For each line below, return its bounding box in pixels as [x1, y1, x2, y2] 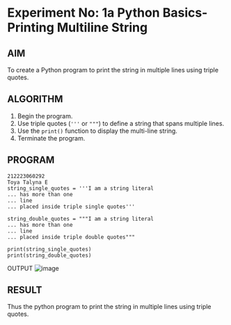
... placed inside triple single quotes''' [7, 203, 136, 210]
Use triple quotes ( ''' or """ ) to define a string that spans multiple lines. [17, 119, 225, 127]
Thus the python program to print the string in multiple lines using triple [7, 303, 212, 311]
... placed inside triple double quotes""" [7, 233, 136, 241]
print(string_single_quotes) [7, 246, 92, 253]
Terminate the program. [17, 134, 86, 142]
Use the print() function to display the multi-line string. [17, 127, 177, 135]
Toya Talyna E [7, 179, 49, 186]
